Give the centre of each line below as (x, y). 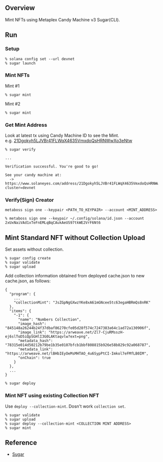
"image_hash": (32, 324)
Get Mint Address (26, 125)
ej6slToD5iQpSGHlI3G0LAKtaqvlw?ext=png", (48, 337)
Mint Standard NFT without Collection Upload (75, 238)
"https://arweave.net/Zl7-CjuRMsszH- (86, 332)
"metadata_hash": (35, 341)
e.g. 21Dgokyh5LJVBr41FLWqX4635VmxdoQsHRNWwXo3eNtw (69, 141)
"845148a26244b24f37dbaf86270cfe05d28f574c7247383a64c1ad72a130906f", (78, 328)
